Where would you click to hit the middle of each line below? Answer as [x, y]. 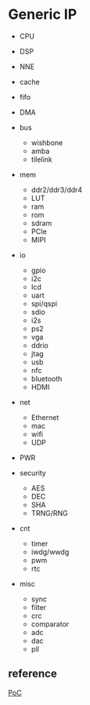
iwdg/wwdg [50, 552]
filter [39, 607]
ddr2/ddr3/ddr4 [57, 189]
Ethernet [45, 417]
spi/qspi [44, 303]
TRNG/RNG [49, 513]
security [33, 473]
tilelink [41, 159]
